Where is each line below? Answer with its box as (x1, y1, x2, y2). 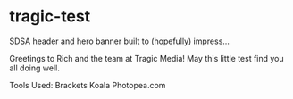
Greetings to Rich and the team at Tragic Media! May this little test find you (9, 53, 284, 63)
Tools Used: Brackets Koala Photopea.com (9, 79, 166, 90)
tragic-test (9, 6, 91, 27)
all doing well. (9, 62, 60, 73)
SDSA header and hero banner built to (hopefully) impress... (9, 36, 230, 46)
